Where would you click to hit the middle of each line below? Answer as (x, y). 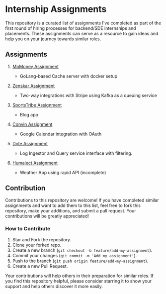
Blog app (29, 114)
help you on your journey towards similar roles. (53, 39)
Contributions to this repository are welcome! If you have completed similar (82, 200)
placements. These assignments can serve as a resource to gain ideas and (82, 33)
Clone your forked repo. (37, 245)
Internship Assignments (56, 9)
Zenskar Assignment (34, 86)
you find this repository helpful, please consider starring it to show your (78, 281)
